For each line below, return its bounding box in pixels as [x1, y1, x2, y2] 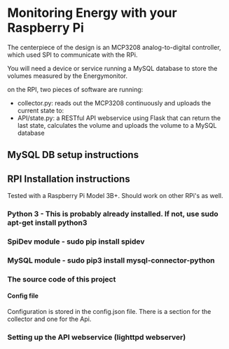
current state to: [17, 106, 64, 114]
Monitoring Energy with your [7, 5, 177, 21]
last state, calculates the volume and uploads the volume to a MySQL [17, 121, 217, 129]
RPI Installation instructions [7, 173, 131, 185]
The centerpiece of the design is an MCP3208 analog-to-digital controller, [7, 43, 222, 51]
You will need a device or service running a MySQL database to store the [7, 64, 218, 72]
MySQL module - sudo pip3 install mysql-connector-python [7, 255, 215, 265]
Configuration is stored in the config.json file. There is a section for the [7, 308, 211, 316]
